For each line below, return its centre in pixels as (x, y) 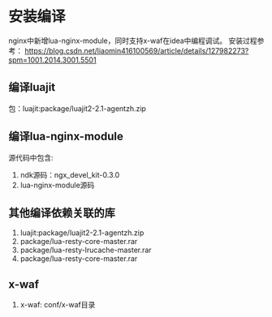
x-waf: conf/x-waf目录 (58, 305)
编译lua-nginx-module (66, 137)
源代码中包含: (31, 157)
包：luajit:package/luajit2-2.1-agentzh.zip (77, 108)
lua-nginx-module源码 (57, 185)
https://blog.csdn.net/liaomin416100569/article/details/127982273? (136, 50)
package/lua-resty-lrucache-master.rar (86, 250)
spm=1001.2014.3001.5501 (52, 60)
